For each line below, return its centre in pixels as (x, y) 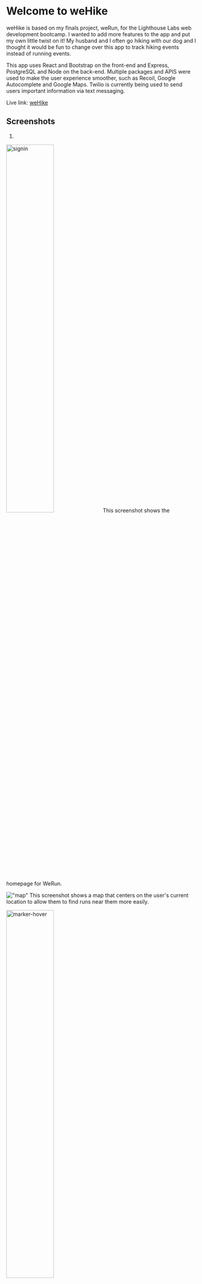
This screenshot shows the (136, 510)
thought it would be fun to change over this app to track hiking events (93, 47)
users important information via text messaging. (66, 91)
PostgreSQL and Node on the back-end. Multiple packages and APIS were (99, 71)
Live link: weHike (27, 102)
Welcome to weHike (57, 11)
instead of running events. (39, 53)
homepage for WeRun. (34, 883)
